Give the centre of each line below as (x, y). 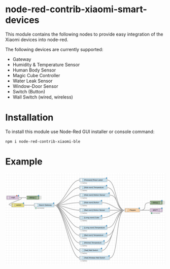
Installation (29, 117)
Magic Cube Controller (36, 75)
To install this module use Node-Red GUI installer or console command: (80, 131)
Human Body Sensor (34, 70)
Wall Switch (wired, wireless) (43, 97)
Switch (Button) (29, 91)
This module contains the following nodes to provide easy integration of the (84, 34)
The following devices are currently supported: (54, 49)
